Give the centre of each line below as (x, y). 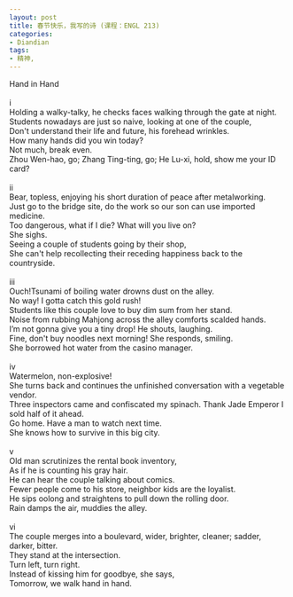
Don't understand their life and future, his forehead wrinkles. (120, 131)
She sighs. (28, 235)
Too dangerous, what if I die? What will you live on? (103, 225)
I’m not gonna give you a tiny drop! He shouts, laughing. (111, 329)
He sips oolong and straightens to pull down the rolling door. (119, 499)
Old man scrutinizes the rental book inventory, (93, 461)
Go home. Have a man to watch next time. (85, 423)
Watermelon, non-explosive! (61, 376)
